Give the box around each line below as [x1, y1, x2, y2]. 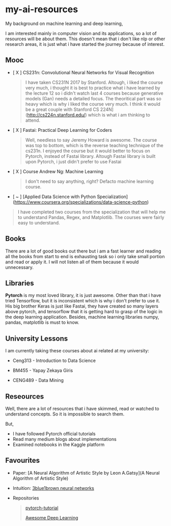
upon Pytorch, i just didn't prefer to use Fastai [25, 158, 122, 164]
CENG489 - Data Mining [12, 377, 64, 383]
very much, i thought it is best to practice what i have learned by [25, 85, 160, 91]
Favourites [5, 456, 40, 465]
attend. [25, 117, 41, 123]
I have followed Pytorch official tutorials [12, 431, 96, 436]
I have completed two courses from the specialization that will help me [17, 209, 166, 215]
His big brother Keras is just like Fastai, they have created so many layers [5, 303, 159, 309]
